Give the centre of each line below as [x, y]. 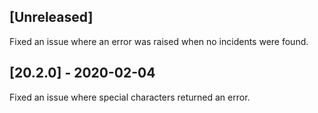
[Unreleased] [51, 17]
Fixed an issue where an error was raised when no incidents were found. [159, 41]
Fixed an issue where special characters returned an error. [130, 97]
